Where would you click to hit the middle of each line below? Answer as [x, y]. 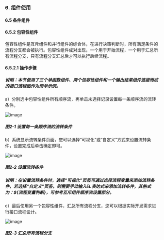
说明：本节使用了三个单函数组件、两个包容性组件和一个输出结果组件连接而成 [82, 80]
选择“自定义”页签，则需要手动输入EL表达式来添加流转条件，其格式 [84, 186]
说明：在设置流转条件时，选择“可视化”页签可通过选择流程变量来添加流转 [78, 180]
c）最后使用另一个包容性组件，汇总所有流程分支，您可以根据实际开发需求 [78, 206]
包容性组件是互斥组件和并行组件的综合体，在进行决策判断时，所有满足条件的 [82, 44]
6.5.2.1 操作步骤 [21, 68]
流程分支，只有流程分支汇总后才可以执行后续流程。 [60, 56]
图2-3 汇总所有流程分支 [28, 233]
